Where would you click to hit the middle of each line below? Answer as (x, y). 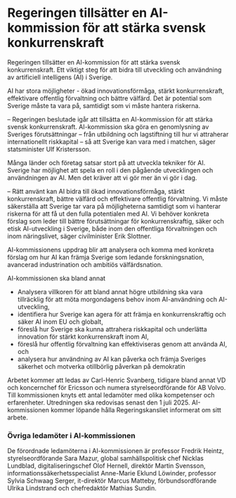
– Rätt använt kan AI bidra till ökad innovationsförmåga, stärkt (96, 191)
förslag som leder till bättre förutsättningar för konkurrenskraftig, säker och (116, 221)
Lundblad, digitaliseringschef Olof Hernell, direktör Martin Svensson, (106, 466)
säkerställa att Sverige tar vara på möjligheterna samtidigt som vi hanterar (114, 206)
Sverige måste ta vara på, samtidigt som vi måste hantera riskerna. (104, 105)
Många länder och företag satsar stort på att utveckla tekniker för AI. (106, 162)
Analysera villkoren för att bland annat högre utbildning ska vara (110, 291)
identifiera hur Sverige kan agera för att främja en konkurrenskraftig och (122, 314)
